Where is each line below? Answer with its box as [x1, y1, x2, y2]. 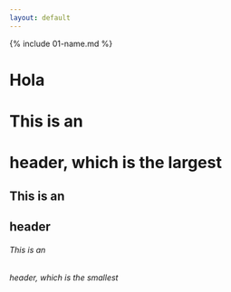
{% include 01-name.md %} [9, 38, 113, 49]
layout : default [9, 13, 71, 23]
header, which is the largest [9, 153, 222, 173]
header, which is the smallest [9, 272, 119, 283]
